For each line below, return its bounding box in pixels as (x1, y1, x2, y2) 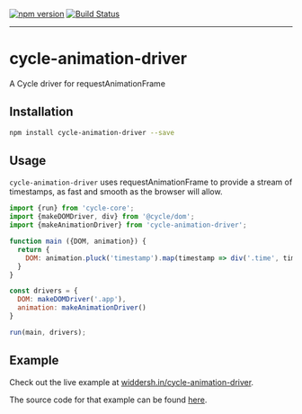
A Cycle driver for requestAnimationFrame (9, 77, 166, 89)
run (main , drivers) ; (9, 328, 87, 337)
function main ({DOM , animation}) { (9, 237, 147, 247)
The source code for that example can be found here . (9, 394, 208, 405)
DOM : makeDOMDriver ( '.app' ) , (17, 295, 127, 304)
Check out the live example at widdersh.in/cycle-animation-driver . (9, 376, 254, 387)
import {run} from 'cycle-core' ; (9, 203, 135, 213)
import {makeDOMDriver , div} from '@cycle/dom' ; (9, 212, 195, 221)
